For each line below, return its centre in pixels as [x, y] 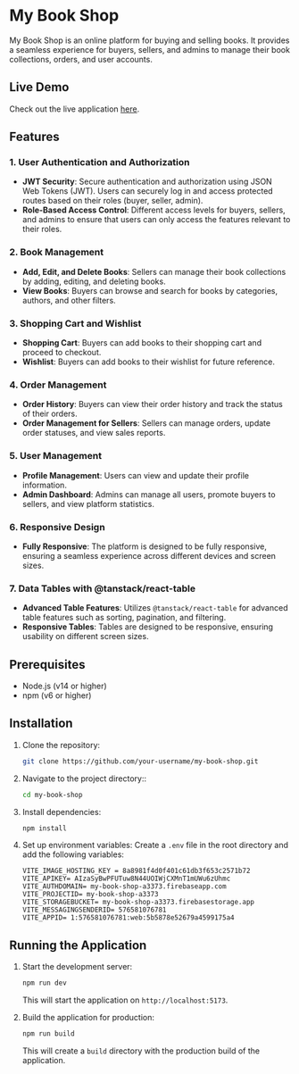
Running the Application [78, 945]
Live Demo [39, 87]
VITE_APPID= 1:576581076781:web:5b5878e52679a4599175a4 [128, 918]
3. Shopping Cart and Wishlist [75, 323]
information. [44, 485]
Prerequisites [47, 665]
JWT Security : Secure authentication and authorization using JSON [147, 182]
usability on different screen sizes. [85, 637]
